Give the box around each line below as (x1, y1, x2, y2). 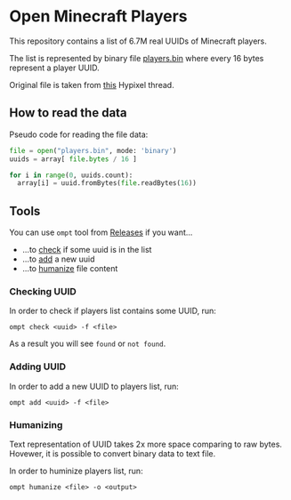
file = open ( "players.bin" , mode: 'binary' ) (9, 146, 177, 155)
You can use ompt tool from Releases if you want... (9, 227, 193, 238)
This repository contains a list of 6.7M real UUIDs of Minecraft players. (9, 36, 267, 46)
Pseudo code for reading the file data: (9, 129, 149, 140)
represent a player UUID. (9, 62, 100, 73)
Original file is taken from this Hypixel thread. (9, 79, 175, 90)
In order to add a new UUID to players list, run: (9, 381, 180, 391)
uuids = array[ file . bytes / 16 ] (9, 154, 138, 164)
